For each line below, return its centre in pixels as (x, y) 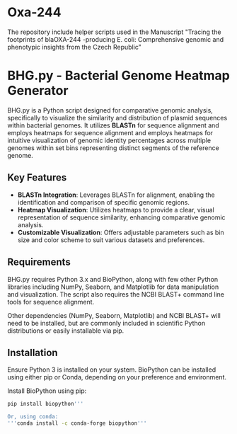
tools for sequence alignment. (51, 302)
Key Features (37, 178)
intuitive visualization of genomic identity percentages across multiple (109, 140)
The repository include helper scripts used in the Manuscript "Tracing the (114, 32)
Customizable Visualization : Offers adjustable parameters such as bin (121, 232)
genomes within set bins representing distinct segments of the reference (113, 148)
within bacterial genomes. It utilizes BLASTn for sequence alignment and (113, 125)
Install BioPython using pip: (47, 391)
